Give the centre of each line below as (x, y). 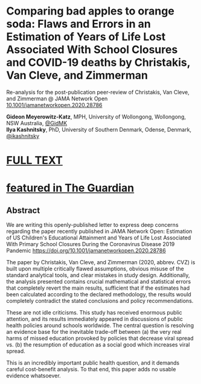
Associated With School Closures (92, 50)
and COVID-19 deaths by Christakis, (98, 63)
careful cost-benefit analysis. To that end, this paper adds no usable (91, 369)
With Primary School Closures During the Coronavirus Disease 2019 (91, 244)
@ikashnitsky (23, 136)
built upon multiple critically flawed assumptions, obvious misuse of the (95, 269)
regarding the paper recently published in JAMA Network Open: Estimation (99, 232)
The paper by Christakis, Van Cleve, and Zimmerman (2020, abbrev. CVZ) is (101, 262)
